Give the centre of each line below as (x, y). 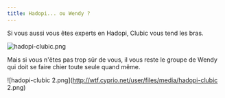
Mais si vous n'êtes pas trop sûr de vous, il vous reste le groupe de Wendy (113, 60)
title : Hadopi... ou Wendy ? (49, 13)
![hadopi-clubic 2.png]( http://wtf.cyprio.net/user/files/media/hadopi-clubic (113, 80)
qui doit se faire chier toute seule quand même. (74, 66)
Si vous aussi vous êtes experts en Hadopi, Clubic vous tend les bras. (105, 33)
